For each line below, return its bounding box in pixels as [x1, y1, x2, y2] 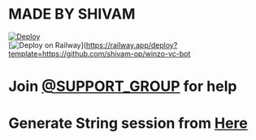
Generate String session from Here [8, 114, 248, 133]
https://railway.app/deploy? [85, 40, 178, 49]
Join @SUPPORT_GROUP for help [8, 78, 237, 95]
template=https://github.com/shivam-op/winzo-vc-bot [8, 49, 191, 58]
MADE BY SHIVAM [8, 5, 136, 23]
